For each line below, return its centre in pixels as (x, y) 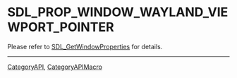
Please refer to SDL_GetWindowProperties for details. (85, 46)
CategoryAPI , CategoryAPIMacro (55, 67)
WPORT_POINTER (61, 27)
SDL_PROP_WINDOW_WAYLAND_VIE (118, 12)
